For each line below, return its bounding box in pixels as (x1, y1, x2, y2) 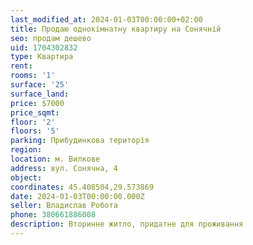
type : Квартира (10, 52, 74, 62)
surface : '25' (10, 80, 70, 90)
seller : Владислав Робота (10, 201, 118, 211)
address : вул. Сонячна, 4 (10, 163, 118, 173)
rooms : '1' (10, 71, 56, 81)
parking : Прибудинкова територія (10, 136, 150, 146)
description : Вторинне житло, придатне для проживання (10, 219, 244, 230)
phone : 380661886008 (10, 210, 97, 220)
